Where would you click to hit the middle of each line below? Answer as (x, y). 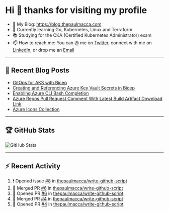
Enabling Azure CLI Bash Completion (51, 93)
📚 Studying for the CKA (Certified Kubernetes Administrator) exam (82, 35)
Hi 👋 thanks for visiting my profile (76, 10)
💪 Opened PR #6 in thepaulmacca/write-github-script (68, 193)
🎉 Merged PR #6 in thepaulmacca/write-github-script (68, 188)
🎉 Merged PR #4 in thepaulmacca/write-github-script (68, 199)
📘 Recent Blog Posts (37, 71)
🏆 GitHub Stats (30, 130)
